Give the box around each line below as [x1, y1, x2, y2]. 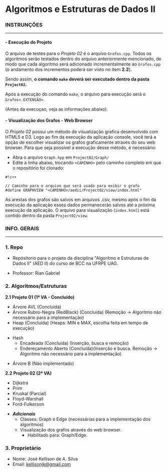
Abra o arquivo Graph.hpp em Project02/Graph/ [12, 154, 109, 160]
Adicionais [12, 410, 36, 416]
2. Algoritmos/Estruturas [5, 283, 67, 290]
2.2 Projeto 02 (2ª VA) [5, 370, 52, 376]
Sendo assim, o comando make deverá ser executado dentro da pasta [5, 76, 150, 82]
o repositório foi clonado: [12, 165, 64, 171]
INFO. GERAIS [5, 225, 39, 232]
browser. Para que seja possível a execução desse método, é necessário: [5, 144, 156, 151]
